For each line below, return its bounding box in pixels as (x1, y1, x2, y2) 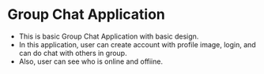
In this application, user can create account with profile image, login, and (18, 39, 256, 49)
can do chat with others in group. (18, 48, 127, 57)
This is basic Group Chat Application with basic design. (18, 31, 199, 41)
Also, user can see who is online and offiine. (18, 57, 164, 66)
